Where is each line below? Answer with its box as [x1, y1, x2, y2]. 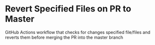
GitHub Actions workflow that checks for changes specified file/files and [5, 29, 151, 35]
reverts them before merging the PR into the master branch [5, 34, 123, 40]
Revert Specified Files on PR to [5, 3, 131, 14]
